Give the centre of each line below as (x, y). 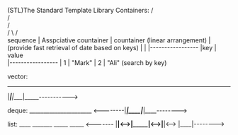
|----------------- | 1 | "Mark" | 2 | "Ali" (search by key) (87, 63)
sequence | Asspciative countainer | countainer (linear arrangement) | (109, 40)
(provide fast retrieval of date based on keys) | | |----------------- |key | (112, 48)
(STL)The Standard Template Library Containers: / (80, 10)
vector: (18, 76)
